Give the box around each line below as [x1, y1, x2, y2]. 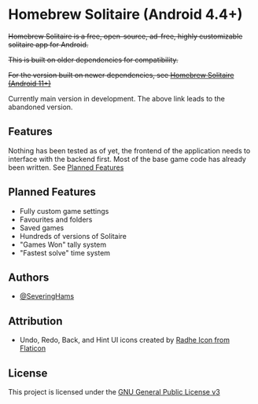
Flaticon [19, 343, 46, 353]
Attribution [8, 314, 63, 328]
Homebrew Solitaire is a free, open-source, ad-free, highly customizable [8, 31, 243, 41]
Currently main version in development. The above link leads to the [8, 94, 226, 103]
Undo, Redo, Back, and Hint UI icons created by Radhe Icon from [19, 336, 230, 345]
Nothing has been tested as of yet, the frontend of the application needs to [8, 145, 251, 155]
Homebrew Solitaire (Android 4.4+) [8, 6, 243, 24]
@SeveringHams [19, 292, 75, 301]
